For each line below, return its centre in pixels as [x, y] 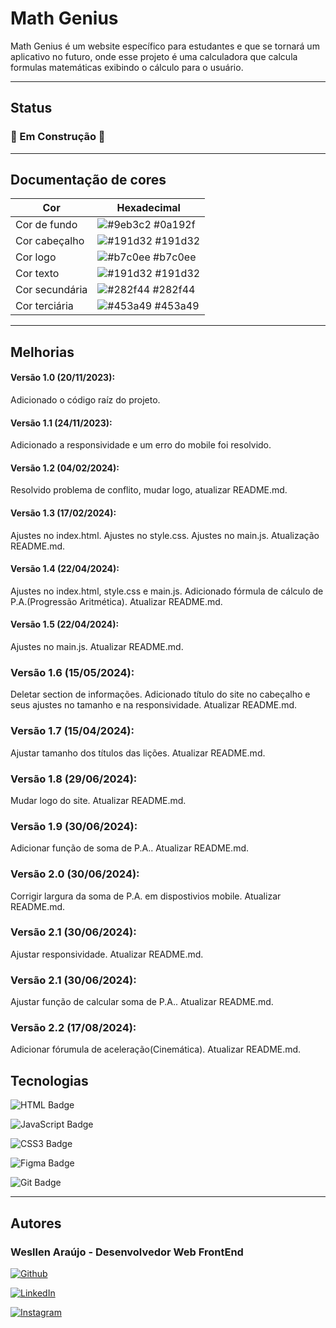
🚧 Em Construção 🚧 [58, 137]
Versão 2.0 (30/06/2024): [75, 874]
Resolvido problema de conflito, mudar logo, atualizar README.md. [149, 490]
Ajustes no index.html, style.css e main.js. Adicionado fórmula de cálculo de [167, 591]
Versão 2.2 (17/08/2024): [73, 1028]
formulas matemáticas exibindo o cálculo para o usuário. [127, 67]
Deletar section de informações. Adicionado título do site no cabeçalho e [160, 694]
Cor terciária [44, 306]
